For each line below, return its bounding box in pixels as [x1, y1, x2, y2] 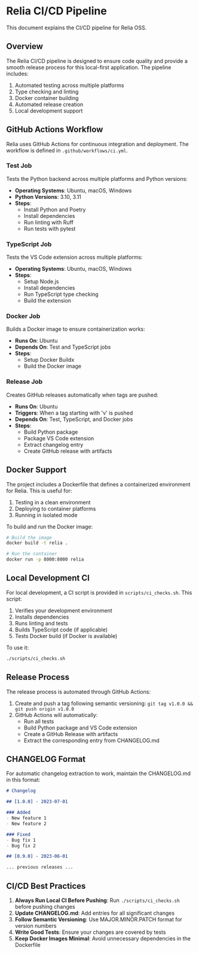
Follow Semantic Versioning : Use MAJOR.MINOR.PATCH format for [14, 915, 182, 923]
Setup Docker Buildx [23, 356, 75, 364]
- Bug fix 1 [6, 837, 36, 843]
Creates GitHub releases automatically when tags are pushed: [6, 391, 159, 398]
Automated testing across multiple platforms [14, 81, 124, 89]
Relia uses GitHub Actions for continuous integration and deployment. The [6, 140, 189, 147]
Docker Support [6, 465, 67, 475]
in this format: [6, 776, 41, 783]
